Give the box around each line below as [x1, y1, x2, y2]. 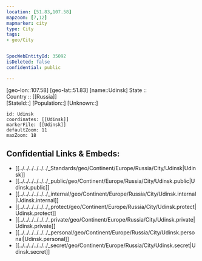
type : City [6, 25, 34, 32]
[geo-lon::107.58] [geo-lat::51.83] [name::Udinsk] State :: [6, 86, 147, 94]
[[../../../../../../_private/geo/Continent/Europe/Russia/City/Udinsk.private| [15, 216, 195, 223]
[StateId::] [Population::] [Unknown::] [6, 99, 98, 107]
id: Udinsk [6, 111, 34, 117]
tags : [6, 31, 20, 38]
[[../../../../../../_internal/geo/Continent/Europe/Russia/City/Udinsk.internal [15, 190, 197, 197]
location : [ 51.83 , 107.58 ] [6, 8, 72, 15]
